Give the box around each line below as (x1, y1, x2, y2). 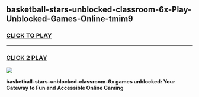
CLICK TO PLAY (6, 32, 52, 40)
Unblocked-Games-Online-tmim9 (6, 14, 133, 24)
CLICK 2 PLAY (6, 53, 47, 62)
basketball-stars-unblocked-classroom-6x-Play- (6, 5, 192, 15)
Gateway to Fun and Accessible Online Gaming (6, 84, 124, 91)
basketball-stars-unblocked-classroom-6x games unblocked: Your (6, 78, 176, 85)
